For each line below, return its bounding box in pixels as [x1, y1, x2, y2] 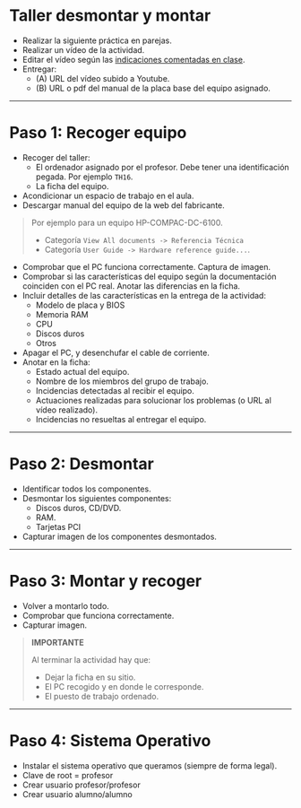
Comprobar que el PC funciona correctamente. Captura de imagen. [21, 261, 271, 272]
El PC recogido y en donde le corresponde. [44, 681, 204, 691]
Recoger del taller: [21, 152, 90, 162]
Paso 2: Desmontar [9, 454, 154, 474]
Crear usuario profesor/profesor [21, 779, 141, 790]
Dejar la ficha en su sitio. [44, 672, 136, 682]
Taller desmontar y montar [9, 5, 211, 26]
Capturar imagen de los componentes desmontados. [21, 531, 218, 542]
